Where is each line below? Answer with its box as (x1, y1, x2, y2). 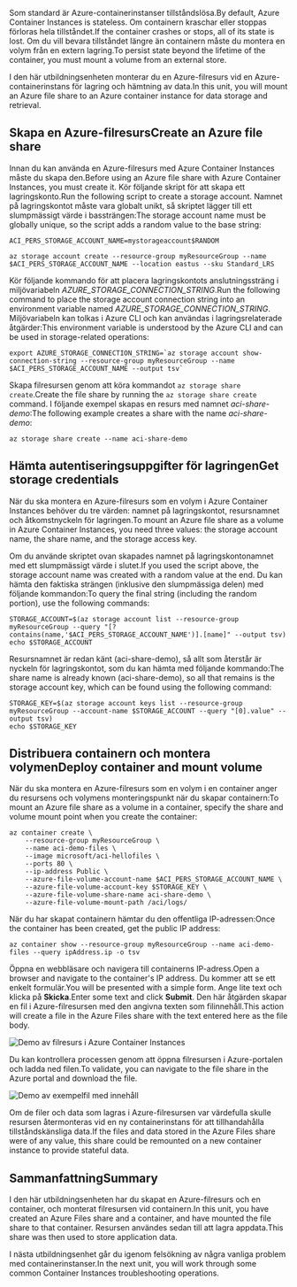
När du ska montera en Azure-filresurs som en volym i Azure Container (9, 496, 268, 506)
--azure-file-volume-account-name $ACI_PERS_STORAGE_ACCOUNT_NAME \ (25, 875, 283, 884)
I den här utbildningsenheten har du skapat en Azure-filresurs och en (9, 1194, 261, 1205)
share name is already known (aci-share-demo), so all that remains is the (9, 672, 276, 682)
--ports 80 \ (25, 859, 73, 868)
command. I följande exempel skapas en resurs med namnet (9, 398, 229, 409)
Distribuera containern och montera (9, 746, 211, 761)
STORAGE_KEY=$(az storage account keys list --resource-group (9, 698, 243, 707)
